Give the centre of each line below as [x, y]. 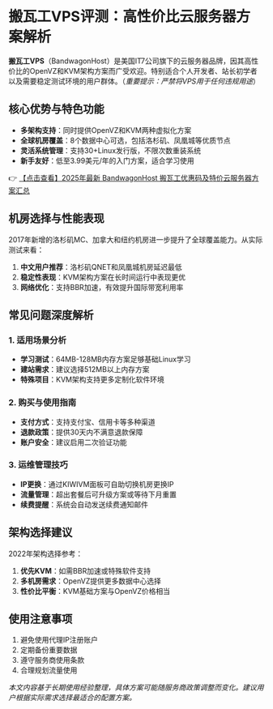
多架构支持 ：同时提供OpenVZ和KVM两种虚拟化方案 [106, 130]
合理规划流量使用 [49, 670]
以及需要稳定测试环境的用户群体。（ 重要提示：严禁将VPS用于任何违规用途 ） [134, 81]
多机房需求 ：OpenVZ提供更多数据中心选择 [91, 581]
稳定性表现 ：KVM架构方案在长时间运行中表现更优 [103, 277]
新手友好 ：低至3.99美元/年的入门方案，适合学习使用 [107, 160]
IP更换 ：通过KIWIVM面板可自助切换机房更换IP [97, 484]
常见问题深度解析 [51, 315]
